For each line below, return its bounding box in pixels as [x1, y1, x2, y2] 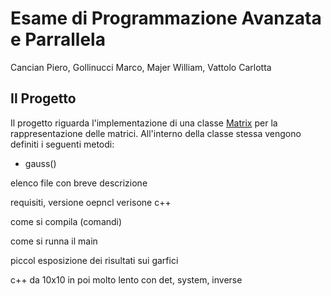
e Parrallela [10, 28, 106, 51]
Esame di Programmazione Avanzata [10, 7, 322, 30]
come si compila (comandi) [10, 215, 123, 227]
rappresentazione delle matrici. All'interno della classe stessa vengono [10, 127, 302, 139]
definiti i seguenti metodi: [10, 138, 115, 150]
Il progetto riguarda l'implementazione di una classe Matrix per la [10, 117, 278, 129]
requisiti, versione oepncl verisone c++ [10, 196, 172, 208]
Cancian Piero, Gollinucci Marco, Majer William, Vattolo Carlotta [10, 61, 272, 73]
